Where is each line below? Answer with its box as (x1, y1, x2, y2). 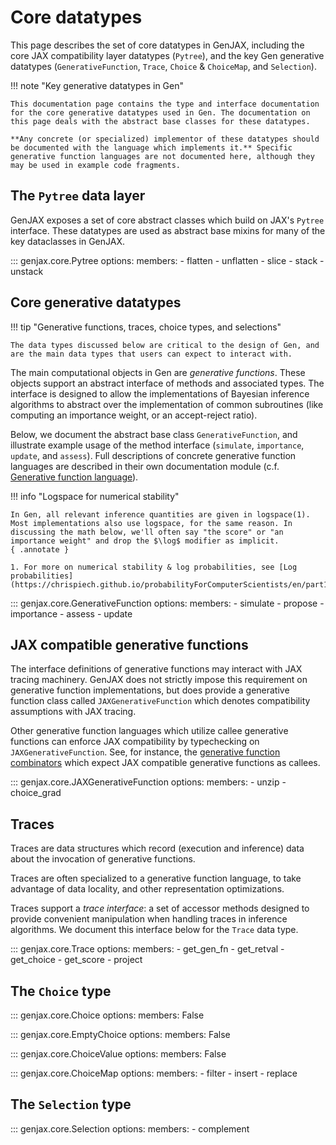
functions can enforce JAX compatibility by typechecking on (10, 736, 260, 748)
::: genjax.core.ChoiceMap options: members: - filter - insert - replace (10, 1067, 298, 1079)
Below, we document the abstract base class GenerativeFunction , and (10, 428, 298, 440)
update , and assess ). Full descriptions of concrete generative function (10, 449, 297, 461)
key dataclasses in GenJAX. (10, 235, 125, 247)
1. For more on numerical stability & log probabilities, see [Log (10, 562, 298, 572)
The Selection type (10, 1096, 132, 1113)
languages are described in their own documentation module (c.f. (10, 460, 280, 472)
